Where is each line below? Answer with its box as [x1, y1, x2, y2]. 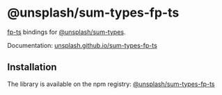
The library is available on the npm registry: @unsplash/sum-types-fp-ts [7, 80, 215, 88]
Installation [7, 61, 57, 74]
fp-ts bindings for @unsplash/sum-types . [7, 28, 126, 36]
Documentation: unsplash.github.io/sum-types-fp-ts [7, 41, 158, 49]
